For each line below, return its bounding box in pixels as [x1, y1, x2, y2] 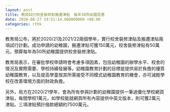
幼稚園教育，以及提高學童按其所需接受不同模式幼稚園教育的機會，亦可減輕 [5, 72, 160, 78]
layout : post [5, 7, 33, 13]
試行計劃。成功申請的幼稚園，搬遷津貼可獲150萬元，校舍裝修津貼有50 [9, 42, 155, 48]
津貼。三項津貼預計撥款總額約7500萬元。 [5, 101, 92, 107]
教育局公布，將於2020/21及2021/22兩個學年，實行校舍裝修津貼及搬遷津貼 [5, 36, 159, 42]
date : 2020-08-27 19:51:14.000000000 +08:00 [5, 17, 101, 22]
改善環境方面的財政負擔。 [14, 78, 67, 84]
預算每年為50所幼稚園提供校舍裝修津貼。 [14, 48, 100, 54]
